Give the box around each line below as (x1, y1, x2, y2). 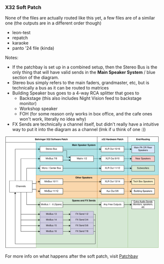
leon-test (12, 30, 31, 36)
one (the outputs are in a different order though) (5, 20, 102, 26)
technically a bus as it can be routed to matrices (12, 85, 109, 91)
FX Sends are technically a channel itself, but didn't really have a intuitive (12, 121, 159, 127)
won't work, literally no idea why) (19, 116, 86, 122)
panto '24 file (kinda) (12, 45, 55, 51)
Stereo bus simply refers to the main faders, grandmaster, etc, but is (12, 80, 150, 86)
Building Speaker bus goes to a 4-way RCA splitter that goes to (12, 90, 140, 96)
